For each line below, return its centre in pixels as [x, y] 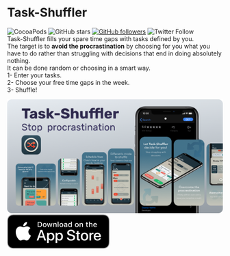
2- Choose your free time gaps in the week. [68, 82]
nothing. [19, 60]
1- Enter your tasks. [35, 75]
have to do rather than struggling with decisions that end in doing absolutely [115, 53]
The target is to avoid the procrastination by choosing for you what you [108, 46]
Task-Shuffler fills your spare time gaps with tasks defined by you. [101, 38]
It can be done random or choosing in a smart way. [79, 68]
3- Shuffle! [22, 90]
